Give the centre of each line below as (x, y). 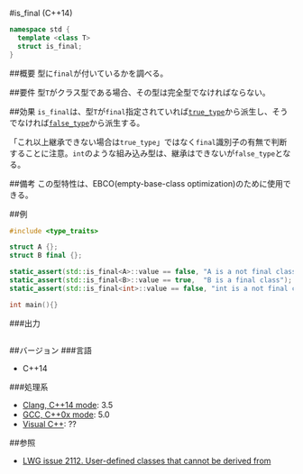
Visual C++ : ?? (49, 424)
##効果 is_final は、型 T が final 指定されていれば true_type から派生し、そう (149, 111)
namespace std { (40, 30)
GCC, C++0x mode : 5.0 (66, 415)
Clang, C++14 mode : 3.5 (68, 405)
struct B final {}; (46, 256)
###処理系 (29, 387)
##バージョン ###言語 (50, 350)
